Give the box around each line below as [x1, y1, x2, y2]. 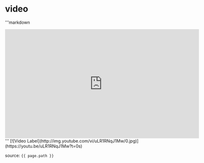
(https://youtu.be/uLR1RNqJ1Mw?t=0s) [5, 143, 82, 149]
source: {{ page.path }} [5, 152, 54, 158]
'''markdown [5, 19, 31, 25]
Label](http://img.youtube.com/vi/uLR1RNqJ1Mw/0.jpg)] [27, 138, 139, 144]
